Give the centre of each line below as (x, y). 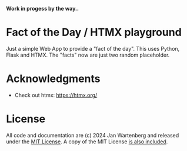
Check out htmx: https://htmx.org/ (56, 95)
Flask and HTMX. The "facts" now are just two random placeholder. (88, 55)
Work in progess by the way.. (43, 9)
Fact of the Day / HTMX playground (94, 32)
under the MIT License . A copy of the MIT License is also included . (87, 142)
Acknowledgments (54, 79)
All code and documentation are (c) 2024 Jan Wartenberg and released (93, 135)
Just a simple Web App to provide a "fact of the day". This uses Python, (93, 48)
